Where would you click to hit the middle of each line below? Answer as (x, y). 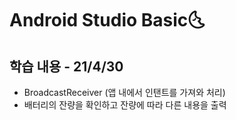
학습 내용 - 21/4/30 (66, 66)
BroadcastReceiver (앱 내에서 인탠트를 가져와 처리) (124, 92)
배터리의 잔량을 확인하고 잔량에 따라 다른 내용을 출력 (125, 105)
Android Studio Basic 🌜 (107, 20)
